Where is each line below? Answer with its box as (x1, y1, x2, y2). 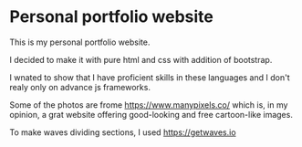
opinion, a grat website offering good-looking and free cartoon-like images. (9, 109, 294, 120)
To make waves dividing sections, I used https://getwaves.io (9, 126, 236, 138)
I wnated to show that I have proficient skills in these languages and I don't (9, 71, 290, 83)
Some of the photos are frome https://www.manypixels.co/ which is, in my (9, 99, 288, 110)
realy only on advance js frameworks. (9, 81, 151, 92)
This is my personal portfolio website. (9, 37, 151, 47)
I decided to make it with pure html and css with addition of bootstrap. (9, 54, 273, 65)
